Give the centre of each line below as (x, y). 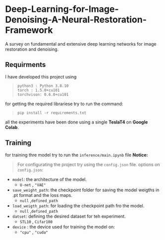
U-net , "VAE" (33, 184)
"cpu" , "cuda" (34, 232)
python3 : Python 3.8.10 (43, 86)
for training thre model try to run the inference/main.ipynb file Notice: (77, 155)
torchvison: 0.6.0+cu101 (43, 94)
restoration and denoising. (32, 49)
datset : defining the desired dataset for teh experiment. (69, 216)
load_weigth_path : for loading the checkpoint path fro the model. (78, 206)
